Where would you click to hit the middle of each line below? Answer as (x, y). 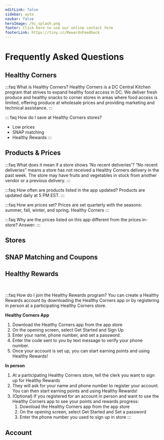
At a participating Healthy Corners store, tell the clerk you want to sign (83, 375)
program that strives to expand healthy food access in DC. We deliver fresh (81, 92)
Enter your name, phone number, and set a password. (67, 335)
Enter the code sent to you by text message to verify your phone (77, 340)
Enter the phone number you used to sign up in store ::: (75, 417)
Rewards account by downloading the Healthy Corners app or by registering (82, 301)
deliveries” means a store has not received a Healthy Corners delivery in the (82, 170)
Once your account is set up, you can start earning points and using (81, 351)
